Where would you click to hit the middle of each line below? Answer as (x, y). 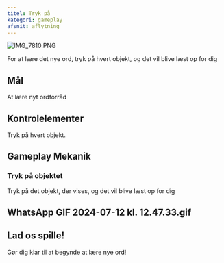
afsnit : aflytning (33, 26)
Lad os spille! (36, 236)
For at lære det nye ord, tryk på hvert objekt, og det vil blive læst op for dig (112, 59)
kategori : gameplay (35, 20)
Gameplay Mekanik (49, 156)
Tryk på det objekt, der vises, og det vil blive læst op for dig (91, 191)
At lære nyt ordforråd (37, 97)
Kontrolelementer (46, 118)
